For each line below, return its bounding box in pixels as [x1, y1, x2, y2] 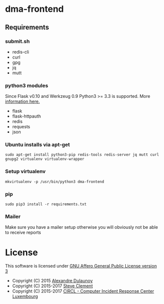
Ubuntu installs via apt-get [5, 141, 70, 148]
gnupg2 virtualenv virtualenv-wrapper [5, 156, 84, 162]
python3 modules [5, 82, 48, 89]
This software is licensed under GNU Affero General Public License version [5, 263, 157, 269]
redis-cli [12, 49, 29, 55]
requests [12, 124, 30, 130]
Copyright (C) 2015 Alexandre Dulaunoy [12, 278, 93, 284]
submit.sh [5, 38, 30, 45]
